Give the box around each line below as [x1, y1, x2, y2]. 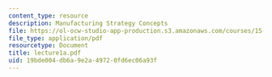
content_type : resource [8, 11, 89, 20]
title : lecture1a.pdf [8, 49, 82, 57]
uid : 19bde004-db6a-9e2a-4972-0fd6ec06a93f [8, 57, 158, 65]
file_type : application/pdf [8, 34, 104, 43]
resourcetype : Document [8, 42, 89, 50]
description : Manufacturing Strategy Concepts [8, 19, 168, 27]
